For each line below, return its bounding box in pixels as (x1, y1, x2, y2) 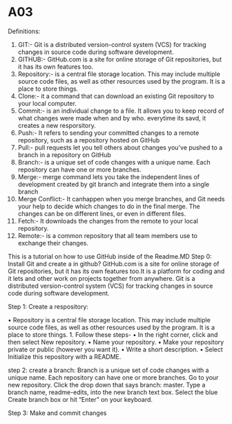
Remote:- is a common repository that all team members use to (17, 231, 197, 239)
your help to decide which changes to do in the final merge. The (17, 202, 200, 210)
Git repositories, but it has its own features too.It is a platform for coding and (8, 267, 225, 275)
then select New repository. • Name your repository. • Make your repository (8, 338, 224, 346)
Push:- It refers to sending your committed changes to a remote (17, 129, 200, 137)
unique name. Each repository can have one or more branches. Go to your (8, 373, 219, 381)
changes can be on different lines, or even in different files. (17, 209, 186, 218)
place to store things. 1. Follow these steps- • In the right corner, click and (8, 330, 218, 339)
